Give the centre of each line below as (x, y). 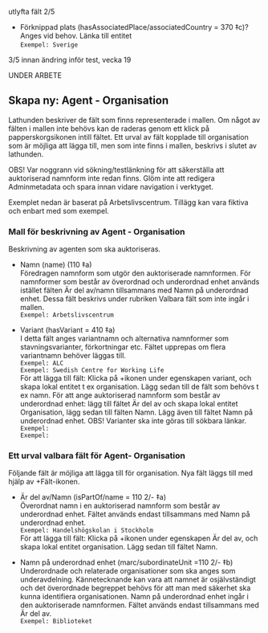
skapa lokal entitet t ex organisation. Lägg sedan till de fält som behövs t (139, 387)
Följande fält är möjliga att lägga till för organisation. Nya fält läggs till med (131, 473)
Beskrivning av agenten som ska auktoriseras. (85, 249)
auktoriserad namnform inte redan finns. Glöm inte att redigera (112, 178)
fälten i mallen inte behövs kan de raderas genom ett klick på (109, 129)
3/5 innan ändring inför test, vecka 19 (70, 60)
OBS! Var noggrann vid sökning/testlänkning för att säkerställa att (116, 169)
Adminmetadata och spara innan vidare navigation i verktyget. (111, 186)
